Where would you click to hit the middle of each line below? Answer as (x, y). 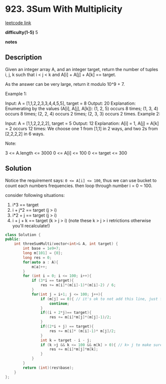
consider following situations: (35, 195)
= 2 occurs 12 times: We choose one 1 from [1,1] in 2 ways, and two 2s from (82, 128)
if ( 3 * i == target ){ (53, 281)
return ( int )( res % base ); (48, 368)
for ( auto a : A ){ (41, 262)
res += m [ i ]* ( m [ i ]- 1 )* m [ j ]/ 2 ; (83, 331)
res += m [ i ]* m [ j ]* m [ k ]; (74, 349)
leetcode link (18, 23)
